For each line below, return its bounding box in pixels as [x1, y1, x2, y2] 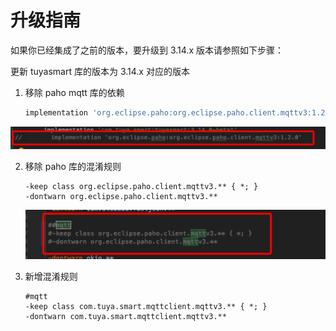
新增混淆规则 [24, 270, 78, 282]
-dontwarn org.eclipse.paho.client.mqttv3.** [24, 192, 218, 202]
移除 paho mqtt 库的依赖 [24, 86, 125, 98]
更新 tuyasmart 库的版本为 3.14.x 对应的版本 [10, 65, 190, 77]
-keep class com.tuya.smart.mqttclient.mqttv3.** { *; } [24, 301, 268, 311]
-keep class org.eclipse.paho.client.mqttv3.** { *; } [24, 182, 259, 192]
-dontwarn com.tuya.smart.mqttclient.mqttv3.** [24, 311, 227, 321]
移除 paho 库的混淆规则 [24, 161, 122, 173]
